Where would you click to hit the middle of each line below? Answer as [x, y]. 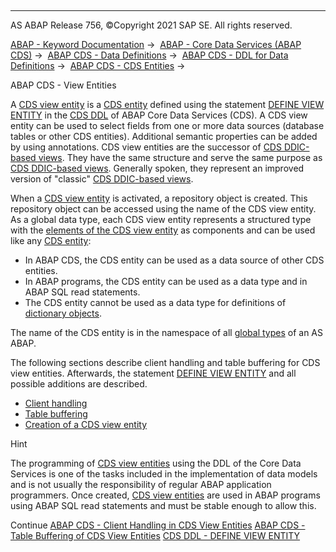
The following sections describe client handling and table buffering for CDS [165, 362]
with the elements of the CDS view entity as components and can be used [163, 230]
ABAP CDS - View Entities [63, 85]
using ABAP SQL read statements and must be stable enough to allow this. [163, 505]
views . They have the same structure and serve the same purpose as [180, 157]
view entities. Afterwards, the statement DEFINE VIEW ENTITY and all [153, 373]
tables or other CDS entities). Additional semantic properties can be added [164, 136]
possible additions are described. [79, 384]
